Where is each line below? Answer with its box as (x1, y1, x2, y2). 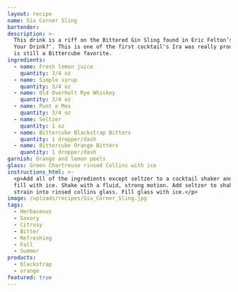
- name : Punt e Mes (13, 103, 72, 110)
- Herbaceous (13, 208, 52, 215)
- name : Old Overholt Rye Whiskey (13, 89, 115, 96)
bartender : (7, 23, 40, 30)
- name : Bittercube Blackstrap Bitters (13, 129, 132, 136)
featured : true (7, 274, 52, 281)
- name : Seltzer (13, 116, 62, 123)
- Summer (13, 247, 40, 255)
